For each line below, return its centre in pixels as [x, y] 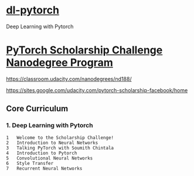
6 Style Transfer [30, 163]
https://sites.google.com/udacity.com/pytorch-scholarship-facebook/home [97, 90]
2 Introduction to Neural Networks [52, 143]
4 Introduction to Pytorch [42, 153]
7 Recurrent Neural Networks [44, 168]
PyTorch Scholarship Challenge [84, 50]
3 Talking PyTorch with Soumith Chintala [60, 148]
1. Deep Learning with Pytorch [50, 126]
